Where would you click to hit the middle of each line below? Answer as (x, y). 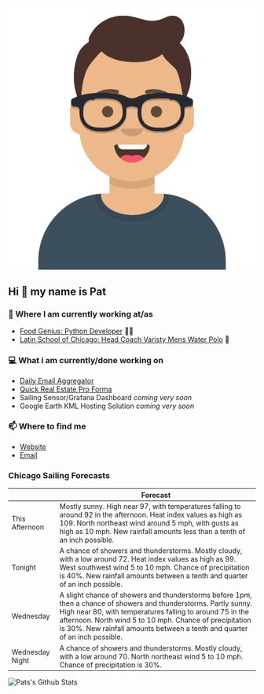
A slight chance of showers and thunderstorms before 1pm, (156, 595)
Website (33, 447)
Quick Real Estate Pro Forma (66, 389)
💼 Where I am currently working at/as (81, 314)
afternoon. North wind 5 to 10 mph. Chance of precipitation (155, 620)
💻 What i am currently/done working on (86, 361)
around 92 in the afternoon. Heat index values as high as (150, 514)
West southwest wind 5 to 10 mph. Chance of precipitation (154, 568)
